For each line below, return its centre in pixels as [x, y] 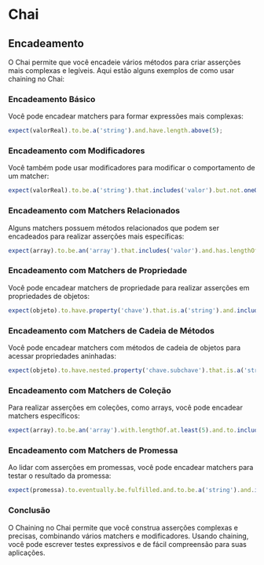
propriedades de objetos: [49, 296]
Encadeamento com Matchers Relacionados [94, 211]
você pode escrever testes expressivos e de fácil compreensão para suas [128, 544]
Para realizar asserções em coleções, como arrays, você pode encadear [126, 408]
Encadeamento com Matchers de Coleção [90, 390]
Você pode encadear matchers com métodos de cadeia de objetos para [125, 348]
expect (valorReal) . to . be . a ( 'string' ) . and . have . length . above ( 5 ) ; [115, 131]
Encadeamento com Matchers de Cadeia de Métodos [111, 330]
